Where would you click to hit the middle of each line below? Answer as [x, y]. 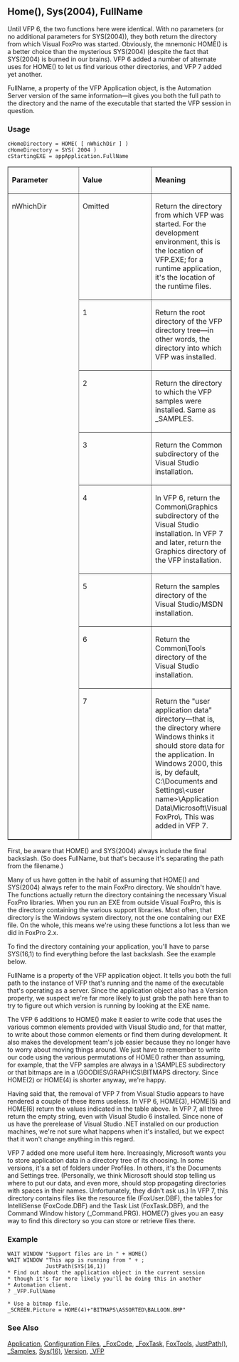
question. [21, 110]
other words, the [183, 339]
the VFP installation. [188, 560]
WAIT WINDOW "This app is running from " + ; [76, 1260]
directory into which [188, 348]
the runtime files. [183, 286]
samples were [179, 401]
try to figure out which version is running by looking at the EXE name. [109, 1005]
